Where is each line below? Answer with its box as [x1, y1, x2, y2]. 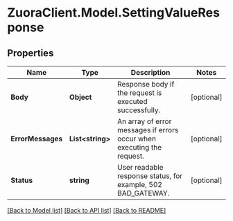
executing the [117, 143, 162, 152]
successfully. [117, 105, 161, 115]
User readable [117, 163, 164, 172]
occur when [117, 134, 157, 143]
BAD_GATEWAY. [117, 188, 170, 198]
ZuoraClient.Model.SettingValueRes [7, 5, 221, 21]
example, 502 [117, 180, 163, 189]
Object [69, 92, 92, 102]
